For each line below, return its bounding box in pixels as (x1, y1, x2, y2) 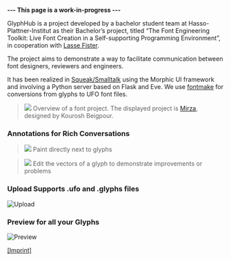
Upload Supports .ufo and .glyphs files (7, 184, 139, 194)
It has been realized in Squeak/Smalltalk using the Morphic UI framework (7, 75, 215, 84)
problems (23, 167, 52, 175)
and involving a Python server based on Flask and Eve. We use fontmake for (7, 83, 224, 90)
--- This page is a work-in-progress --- (7, 6, 121, 14)
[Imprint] (7, 246, 32, 254)
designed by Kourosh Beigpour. (23, 112, 114, 119)
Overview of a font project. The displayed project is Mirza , (32, 104, 199, 113)
